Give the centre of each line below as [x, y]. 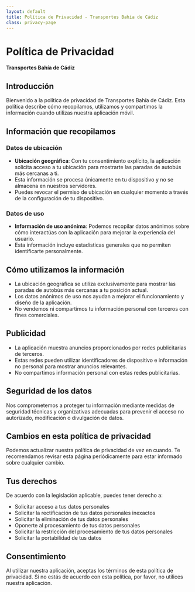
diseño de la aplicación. [43, 302]
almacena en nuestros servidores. [56, 186]
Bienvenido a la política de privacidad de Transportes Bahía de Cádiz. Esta [96, 100]
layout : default [26, 11]
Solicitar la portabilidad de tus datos [58, 538]
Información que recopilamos [61, 131]
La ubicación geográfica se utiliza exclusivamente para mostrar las [95, 284]
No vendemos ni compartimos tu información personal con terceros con [102, 308]
